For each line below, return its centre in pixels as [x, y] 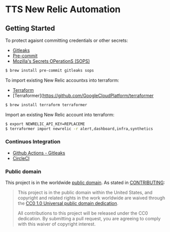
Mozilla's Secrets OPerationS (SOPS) [51, 61]
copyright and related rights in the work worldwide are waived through [91, 198]
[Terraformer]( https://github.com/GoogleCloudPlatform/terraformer [83, 95]
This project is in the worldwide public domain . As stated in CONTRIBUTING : [85, 183]
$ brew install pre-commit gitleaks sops [50, 70]
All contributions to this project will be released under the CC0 [83, 213]
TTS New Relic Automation [63, 9]
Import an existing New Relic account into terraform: [60, 114]
